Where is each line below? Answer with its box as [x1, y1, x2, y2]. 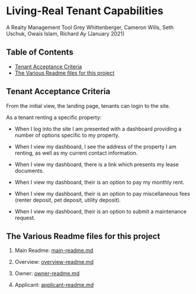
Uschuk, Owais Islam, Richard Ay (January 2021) [6, 30, 125, 37]
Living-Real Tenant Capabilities [6, 4, 164, 18]
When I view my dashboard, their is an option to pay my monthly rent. [14, 178, 185, 186]
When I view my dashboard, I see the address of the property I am [14, 143, 176, 150]
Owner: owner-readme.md [14, 270, 80, 277]
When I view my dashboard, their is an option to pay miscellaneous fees [14, 190, 191, 197]
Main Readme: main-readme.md [14, 247, 94, 254]
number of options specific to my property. [14, 132, 120, 139]
